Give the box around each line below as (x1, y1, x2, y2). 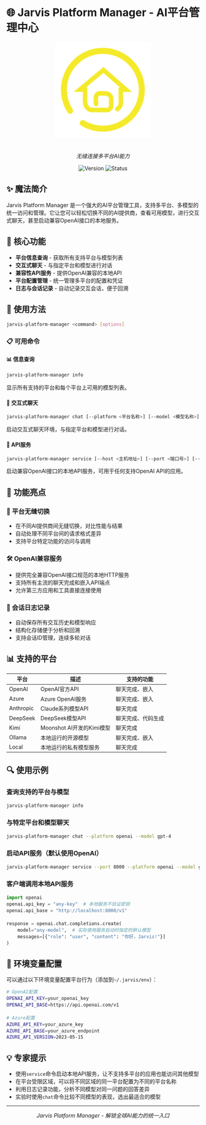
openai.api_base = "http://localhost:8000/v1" (6, 908, 128, 914)
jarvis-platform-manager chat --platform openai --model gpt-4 (6, 833, 172, 840)
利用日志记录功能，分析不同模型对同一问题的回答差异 (15, 1086, 150, 1093)
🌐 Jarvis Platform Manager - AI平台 (6, 6, 189, 20)
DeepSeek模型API (40, 715, 86, 722)
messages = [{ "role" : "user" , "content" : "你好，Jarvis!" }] (17, 933, 166, 940)
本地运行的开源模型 (40, 734, 89, 741)
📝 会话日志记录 (6, 603, 50, 612)
